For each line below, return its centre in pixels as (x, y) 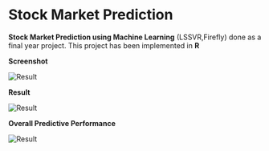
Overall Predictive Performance (62, 123)
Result (19, 92)
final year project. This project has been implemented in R (104, 45)
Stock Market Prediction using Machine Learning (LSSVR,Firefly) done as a (135, 37)
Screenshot (28, 61)
